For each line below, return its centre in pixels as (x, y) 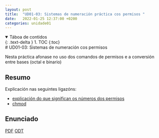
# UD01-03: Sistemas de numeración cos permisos (56, 47)
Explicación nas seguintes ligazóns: (41, 89)
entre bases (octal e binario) (33, 62)
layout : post (18, 10)
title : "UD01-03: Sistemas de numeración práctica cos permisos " (75, 14)
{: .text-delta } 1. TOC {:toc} (32, 42)
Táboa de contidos (28, 37)
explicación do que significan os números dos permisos (68, 99)
